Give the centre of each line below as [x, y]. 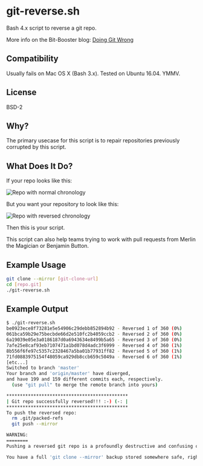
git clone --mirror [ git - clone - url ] [52, 279]
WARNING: [17, 435]
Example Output [37, 309]
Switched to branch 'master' [43, 368]
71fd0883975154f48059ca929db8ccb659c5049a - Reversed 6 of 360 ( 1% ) [94, 357]
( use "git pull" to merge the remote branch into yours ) [85, 385]
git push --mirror [35, 424]
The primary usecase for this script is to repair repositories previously [93, 141]
